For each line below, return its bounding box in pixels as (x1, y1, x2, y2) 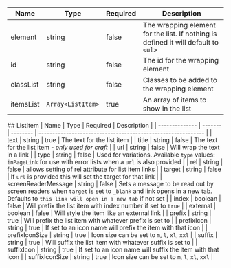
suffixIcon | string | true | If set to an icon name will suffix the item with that (7, 245, 219, 254)
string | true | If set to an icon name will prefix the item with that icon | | (7, 223, 208, 232)
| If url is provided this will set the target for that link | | (7, 172, 163, 181)
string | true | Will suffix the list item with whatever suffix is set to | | (7, 238, 198, 246)
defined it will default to (143, 38, 219, 47)
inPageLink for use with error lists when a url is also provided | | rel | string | (7, 158, 223, 166)
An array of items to (143, 96, 207, 104)
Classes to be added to (143, 76, 218, 85)
